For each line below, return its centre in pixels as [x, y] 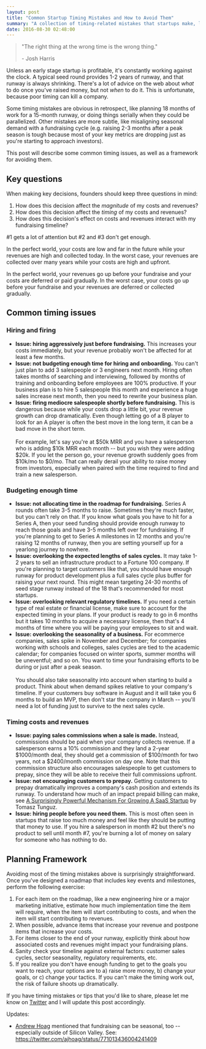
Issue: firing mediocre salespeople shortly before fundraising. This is [105, 403]
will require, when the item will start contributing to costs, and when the [105, 912]
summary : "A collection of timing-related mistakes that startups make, [101, 23]
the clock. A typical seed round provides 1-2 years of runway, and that [95, 77]
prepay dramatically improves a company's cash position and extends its [107, 788]
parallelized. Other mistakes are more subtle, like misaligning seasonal [95, 122]
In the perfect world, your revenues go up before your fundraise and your [99, 274]
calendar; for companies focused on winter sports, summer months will [105, 654]
